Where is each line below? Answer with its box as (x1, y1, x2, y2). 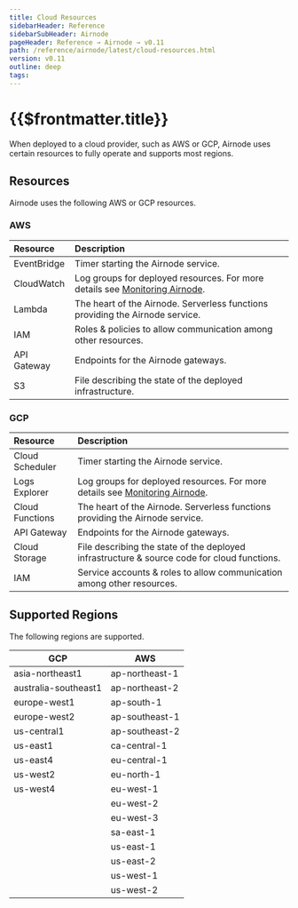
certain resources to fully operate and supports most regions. (9, 147, 234, 158)
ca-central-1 (110, 739, 168, 752)
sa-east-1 (110, 825, 156, 838)
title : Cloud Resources (9, 12, 98, 22)
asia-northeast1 (13, 667, 82, 680)
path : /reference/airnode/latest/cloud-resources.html (9, 46, 216, 55)
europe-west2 (13, 710, 75, 722)
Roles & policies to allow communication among (74, 323, 273, 335)
